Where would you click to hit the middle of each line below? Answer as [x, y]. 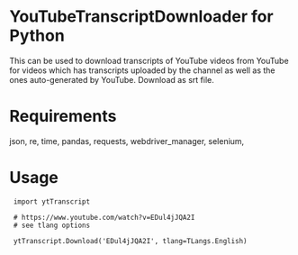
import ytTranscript [52, 201]
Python [37, 36]
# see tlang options [52, 225]
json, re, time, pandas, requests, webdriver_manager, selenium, [127, 141]
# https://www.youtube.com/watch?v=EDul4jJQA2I [104, 217]
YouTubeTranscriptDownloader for [141, 17]
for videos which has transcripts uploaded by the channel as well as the [143, 70]
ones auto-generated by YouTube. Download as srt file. [112, 79]
